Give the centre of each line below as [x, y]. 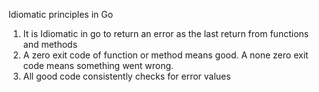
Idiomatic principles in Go [61, 14]
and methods [50, 44]
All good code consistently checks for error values [126, 76]
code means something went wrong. [98, 65]
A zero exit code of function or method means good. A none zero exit [165, 55]
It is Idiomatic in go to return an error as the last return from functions [166, 33]
